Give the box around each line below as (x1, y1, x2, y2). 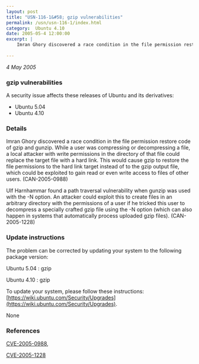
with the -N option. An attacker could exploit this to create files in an (6, 193, 173, 200)
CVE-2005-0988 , (6, 340, 49, 347)
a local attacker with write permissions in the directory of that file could (6, 151, 180, 158)
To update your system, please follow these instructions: (6, 288, 144, 295)
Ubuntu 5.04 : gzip (6, 264, 52, 272)
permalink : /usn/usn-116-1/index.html (6, 20, 102, 25)
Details (6, 124, 27, 132)
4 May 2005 (6, 63, 37, 71)
